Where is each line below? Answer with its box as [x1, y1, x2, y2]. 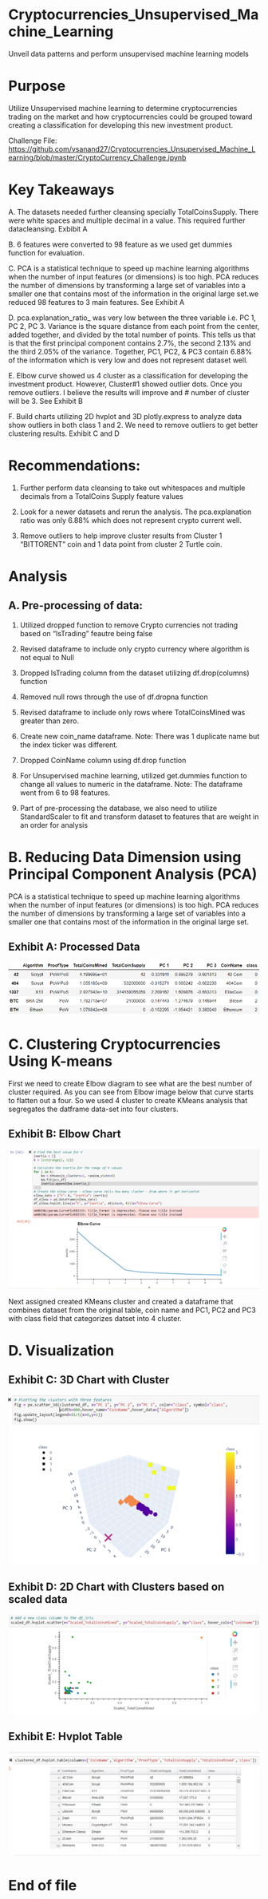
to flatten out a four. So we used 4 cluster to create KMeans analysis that [8, 1095, 248, 1105]
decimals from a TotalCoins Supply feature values [19, 491, 183, 500]
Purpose [8, 77, 66, 95]
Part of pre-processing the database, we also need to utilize [19, 803, 218, 813]
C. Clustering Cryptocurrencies [8, 1035, 221, 1054]
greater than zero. [19, 716, 80, 726]
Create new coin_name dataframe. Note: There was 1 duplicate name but [19, 731, 260, 741]
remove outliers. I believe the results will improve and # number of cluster [8, 387, 250, 397]
